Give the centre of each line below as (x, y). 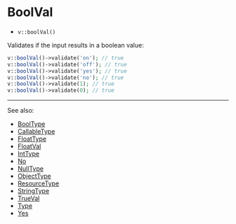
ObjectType (34, 176)
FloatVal (29, 146)
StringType (33, 191)
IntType (28, 154)
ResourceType (38, 183)
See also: (21, 111)
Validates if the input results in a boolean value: (76, 45)
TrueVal (28, 198)
